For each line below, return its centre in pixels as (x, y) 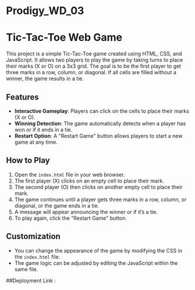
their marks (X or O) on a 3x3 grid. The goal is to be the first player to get (94, 66)
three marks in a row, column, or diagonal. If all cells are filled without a (91, 72)
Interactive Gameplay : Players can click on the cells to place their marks (102, 111)
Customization (33, 237)
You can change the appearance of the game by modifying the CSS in (98, 250)
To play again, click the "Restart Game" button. (70, 218)
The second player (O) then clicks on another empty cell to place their (98, 187)
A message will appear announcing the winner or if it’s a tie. (86, 212)
